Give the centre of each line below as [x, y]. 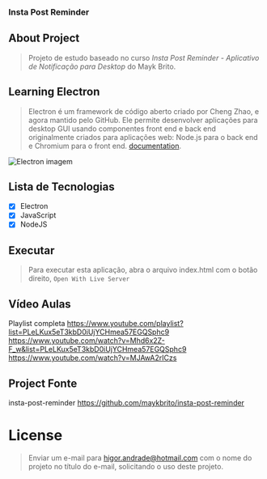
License [36, 436]
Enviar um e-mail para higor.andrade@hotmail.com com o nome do [140, 458]
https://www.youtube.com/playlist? [125, 324]
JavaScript [38, 215]
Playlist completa [37, 324]
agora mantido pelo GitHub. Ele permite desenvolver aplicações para [143, 120]
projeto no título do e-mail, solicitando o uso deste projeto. [126, 466]
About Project [44, 38]
